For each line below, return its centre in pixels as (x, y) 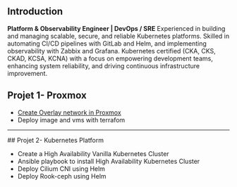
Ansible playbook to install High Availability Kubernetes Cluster (109, 161)
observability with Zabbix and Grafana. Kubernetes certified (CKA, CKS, (112, 51)
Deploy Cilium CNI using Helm (61, 169)
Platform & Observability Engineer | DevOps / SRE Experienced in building (116, 28)
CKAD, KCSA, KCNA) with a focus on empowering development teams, (110, 58)
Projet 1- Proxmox (47, 95)
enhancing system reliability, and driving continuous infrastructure (103, 65)
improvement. (28, 73)
